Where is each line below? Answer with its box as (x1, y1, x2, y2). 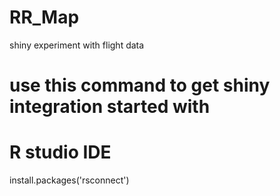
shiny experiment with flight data (9, 39, 145, 51)
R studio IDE (9, 141, 112, 164)
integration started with (9, 96, 211, 118)
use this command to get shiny (9, 74, 271, 97)
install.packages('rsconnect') (9, 174, 130, 186)
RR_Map (9, 6, 80, 29)
